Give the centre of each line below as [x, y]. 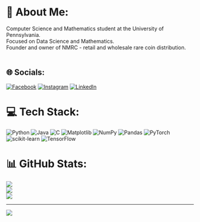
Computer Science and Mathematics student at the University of [85, 28]
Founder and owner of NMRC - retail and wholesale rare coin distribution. [96, 47]
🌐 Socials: [26, 73]
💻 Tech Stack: [43, 112]
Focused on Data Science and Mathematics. [60, 41]
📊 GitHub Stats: [47, 164]
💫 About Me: [37, 12]
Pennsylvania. [23, 34]
